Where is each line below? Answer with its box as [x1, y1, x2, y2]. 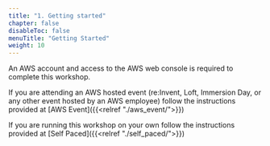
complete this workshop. [8, 72, 91, 82]
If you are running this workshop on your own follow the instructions [8, 120, 235, 130]
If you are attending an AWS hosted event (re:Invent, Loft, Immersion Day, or [8, 87, 262, 97]
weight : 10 [8, 42, 45, 50]
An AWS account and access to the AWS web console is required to [8, 63, 234, 73]
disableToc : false [8, 26, 70, 34]
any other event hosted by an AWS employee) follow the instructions [8, 96, 236, 106]
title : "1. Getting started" [8, 11, 106, 20]
